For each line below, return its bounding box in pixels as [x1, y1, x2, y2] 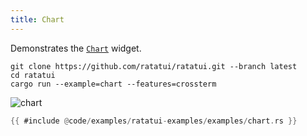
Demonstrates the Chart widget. [10, 42, 142, 54]
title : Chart [10, 14, 65, 25]
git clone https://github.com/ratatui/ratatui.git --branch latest [10, 61, 298, 71]
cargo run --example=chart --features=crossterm [10, 79, 217, 89]
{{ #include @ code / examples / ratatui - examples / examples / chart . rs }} [10, 116, 298, 126]
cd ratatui [10, 70, 56, 80]
